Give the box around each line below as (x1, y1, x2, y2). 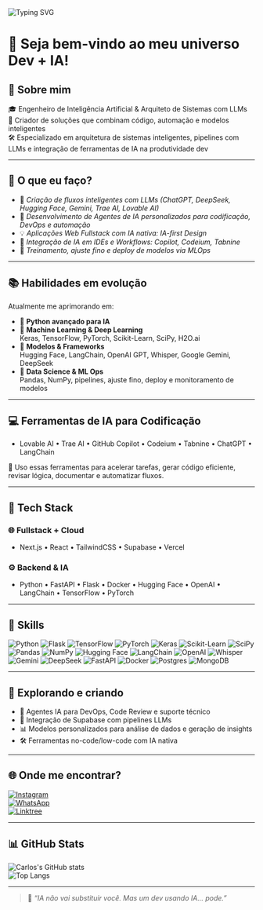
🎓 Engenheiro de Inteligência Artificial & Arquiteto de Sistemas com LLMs (8, 104, 248, 113)
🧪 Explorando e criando (8, 686, 124, 700)
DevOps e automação (19, 220, 91, 229)
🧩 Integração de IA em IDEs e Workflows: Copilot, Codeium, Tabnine (19, 237, 241, 247)
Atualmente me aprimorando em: (8, 302, 114, 311)
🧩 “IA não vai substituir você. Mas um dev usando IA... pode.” (27, 893, 227, 902)
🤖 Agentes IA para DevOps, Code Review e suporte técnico (19, 707, 211, 717)
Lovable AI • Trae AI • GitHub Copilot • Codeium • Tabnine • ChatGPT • (19, 439, 253, 448)
